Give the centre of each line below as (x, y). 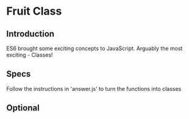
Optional (23, 108)
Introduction (30, 34)
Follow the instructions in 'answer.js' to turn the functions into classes (94, 88)
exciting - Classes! (30, 55)
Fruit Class (34, 11)
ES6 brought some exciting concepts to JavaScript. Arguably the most (94, 48)
